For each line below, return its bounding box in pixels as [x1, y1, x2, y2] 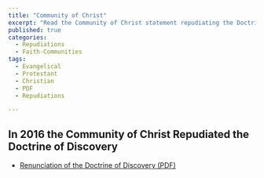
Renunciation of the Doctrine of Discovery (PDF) [19, 161, 177, 170]
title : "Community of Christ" [8, 11, 108, 20]
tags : [8, 56, 26, 64]
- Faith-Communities [15, 48, 82, 56]
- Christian [15, 77, 55, 85]
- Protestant [15, 70, 58, 78]
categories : [8, 33, 47, 42]
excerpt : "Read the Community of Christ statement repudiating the [8, 19, 234, 27]
